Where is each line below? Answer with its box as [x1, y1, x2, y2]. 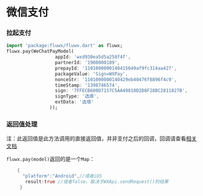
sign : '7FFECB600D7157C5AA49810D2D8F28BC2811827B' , [54, 88, 188, 94]
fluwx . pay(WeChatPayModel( [6, 48, 74, 54]
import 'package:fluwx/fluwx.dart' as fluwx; [6, 43, 123, 49]
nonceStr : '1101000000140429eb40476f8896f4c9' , [54, 76, 177, 82]
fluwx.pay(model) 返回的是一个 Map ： [6, 155, 95, 163]
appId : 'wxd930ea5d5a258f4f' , [54, 54, 131, 60]
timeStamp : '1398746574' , [54, 82, 120, 88]
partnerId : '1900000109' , [54, 60, 120, 66]
